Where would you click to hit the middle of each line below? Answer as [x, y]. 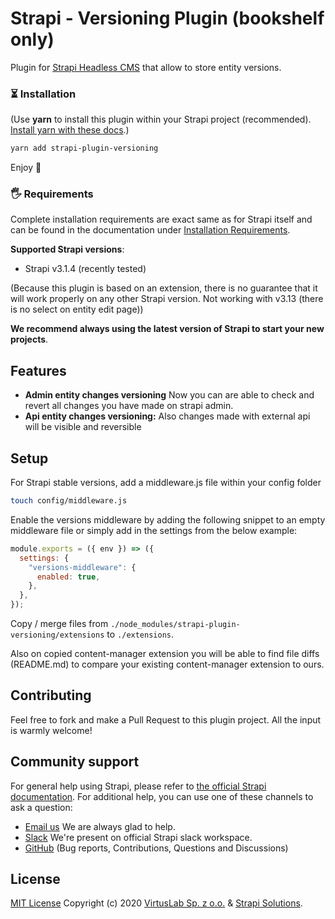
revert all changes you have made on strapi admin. [129, 406]
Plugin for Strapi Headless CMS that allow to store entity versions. [146, 67]
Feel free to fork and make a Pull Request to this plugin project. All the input [166, 719]
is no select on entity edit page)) [77, 309]
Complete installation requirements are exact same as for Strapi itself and [161, 219]
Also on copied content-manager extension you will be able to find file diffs [165, 654]
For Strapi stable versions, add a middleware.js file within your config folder [166, 483]
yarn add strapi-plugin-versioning [84, 148]
